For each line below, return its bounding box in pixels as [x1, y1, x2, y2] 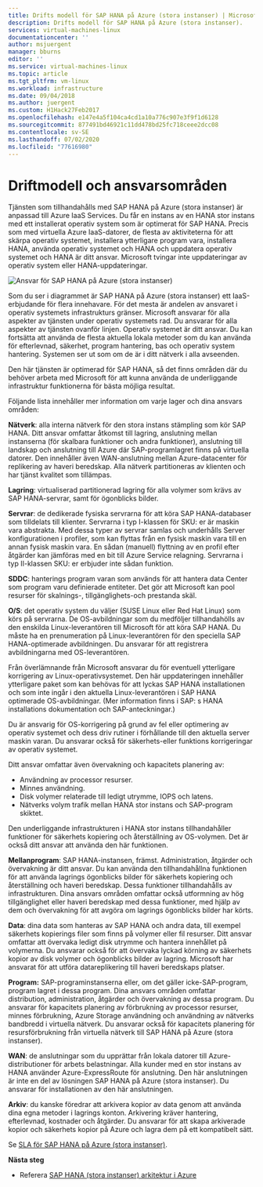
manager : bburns [8, 48, 61, 56]
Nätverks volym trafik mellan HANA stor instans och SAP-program [19, 800, 233, 810]
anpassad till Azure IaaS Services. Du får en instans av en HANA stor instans [8, 211, 255, 220]
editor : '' [8, 56, 44, 64]
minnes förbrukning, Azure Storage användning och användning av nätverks [8, 1011, 254, 1021]
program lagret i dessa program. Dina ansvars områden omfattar [8, 986, 216, 996]
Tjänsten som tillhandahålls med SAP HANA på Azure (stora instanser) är [8, 202, 243, 212]
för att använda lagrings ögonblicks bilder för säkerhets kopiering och [8, 872, 233, 882]
